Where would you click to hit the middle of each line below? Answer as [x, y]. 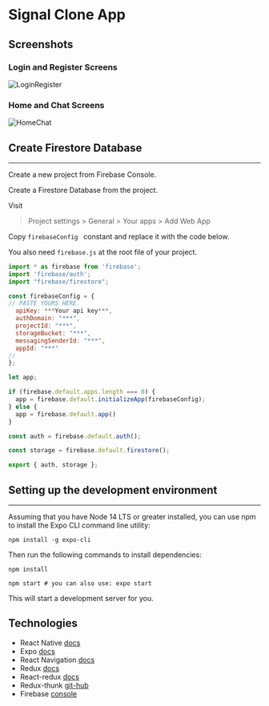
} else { [23, 407]
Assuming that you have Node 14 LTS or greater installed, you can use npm [132, 517]
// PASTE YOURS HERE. [44, 303]
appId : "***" [37, 348]
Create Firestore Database [75, 148]
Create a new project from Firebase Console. [82, 174]
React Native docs [50, 643]
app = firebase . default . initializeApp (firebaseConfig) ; [110, 399]
